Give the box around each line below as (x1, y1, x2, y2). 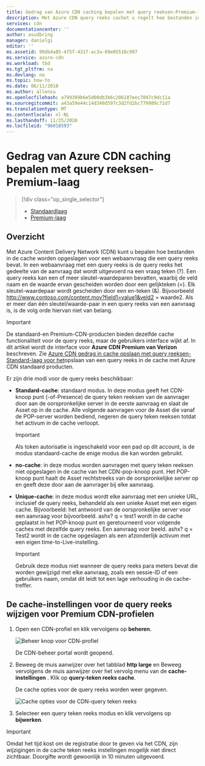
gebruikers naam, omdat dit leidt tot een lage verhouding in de (15, 575, 172, 582)
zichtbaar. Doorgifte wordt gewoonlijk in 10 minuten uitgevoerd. (6, 753, 165, 760)
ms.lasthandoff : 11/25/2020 (6, 117, 78, 123)
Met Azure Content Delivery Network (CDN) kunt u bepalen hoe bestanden (6, 248, 195, 255)
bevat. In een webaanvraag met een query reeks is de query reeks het (6, 261, 183, 268)
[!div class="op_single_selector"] (21, 195, 105, 203)
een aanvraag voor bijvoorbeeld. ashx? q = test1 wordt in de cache (15, 512, 183, 520)
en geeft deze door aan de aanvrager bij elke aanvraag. (15, 480, 154, 488)
